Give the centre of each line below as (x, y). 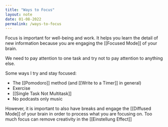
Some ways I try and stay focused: (41, 73)
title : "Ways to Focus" (30, 10)
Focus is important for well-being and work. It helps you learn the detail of (82, 38)
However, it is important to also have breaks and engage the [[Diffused (78, 108)
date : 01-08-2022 (23, 19)
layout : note (19, 14)
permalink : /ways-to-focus (33, 24)
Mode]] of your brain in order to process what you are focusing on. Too (79, 114)
